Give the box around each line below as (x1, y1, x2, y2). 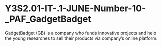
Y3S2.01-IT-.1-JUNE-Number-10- (5, 3, 146, 14)
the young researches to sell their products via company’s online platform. (5, 35, 158, 41)
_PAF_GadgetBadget (5, 13, 91, 25)
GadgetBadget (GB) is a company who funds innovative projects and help (5, 30, 156, 36)
